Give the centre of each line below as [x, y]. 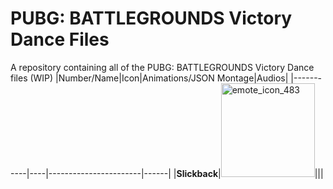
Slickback [197, 173]
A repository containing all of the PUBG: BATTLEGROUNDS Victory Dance [162, 67]
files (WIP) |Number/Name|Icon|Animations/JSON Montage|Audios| [149, 78]
